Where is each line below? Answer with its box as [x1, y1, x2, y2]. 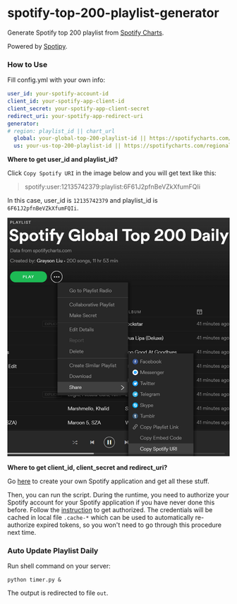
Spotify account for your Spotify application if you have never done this [7, 498, 215, 507]
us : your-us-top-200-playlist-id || [13, 143, 121, 150]
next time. [7, 528, 37, 536]
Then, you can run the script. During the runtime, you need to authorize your [7, 490, 229, 499]
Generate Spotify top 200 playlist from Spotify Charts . [7, 28, 164, 37]
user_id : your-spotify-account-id [7, 90, 109, 97]
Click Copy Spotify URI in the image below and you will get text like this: [7, 169, 217, 177]
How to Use [7, 59, 48, 69]
